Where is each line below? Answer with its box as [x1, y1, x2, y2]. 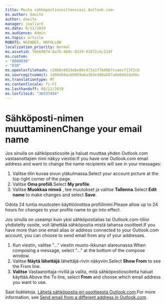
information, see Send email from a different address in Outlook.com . [5, 294, 147, 300]
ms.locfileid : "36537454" [5, 91, 59, 96]
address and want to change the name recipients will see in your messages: [5, 161, 161, 167]
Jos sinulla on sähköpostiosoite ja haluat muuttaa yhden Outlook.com [5, 150, 148, 156]
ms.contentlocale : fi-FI [5, 81, 57, 86]
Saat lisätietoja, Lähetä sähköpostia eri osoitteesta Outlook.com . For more [5, 289, 156, 295]
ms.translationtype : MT [5, 77, 55, 82]
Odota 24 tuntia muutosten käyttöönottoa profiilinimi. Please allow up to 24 [5, 201, 158, 207]
